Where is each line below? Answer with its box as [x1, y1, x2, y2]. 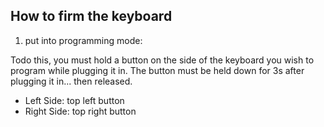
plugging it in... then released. [10, 75, 133, 87]
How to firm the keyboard [10, 8, 173, 25]
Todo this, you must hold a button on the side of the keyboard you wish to [10, 54, 315, 66]
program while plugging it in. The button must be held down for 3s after [10, 64, 305, 76]
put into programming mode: [24, 34, 143, 46]
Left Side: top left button [24, 94, 125, 106]
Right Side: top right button [24, 105, 137, 117]
